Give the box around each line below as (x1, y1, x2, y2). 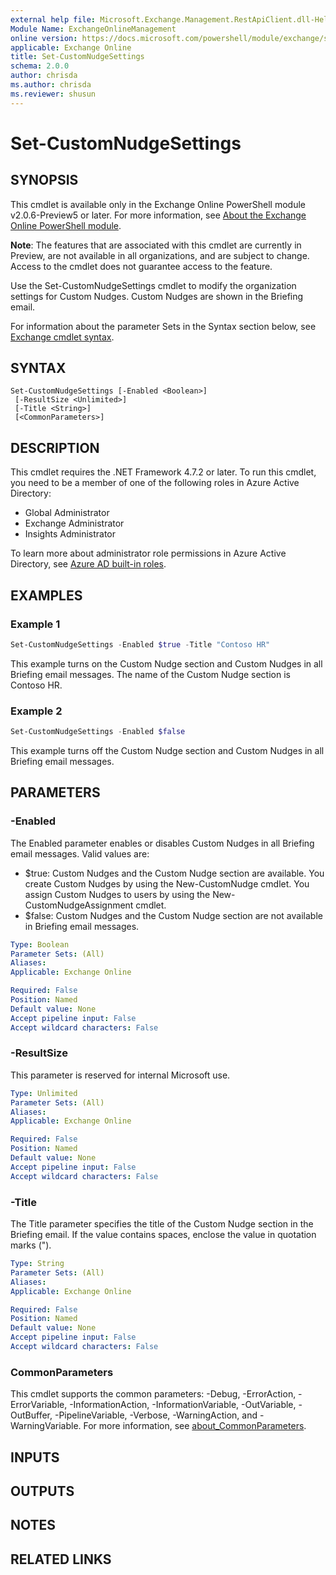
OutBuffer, (10, 1409, 53, 1421)
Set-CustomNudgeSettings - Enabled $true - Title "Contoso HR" (10, 639, 271, 650)
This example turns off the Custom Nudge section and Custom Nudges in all (10, 744, 325, 756)
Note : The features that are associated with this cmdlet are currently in (10, 239, 302, 251)
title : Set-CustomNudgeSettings (10, 52, 145, 62)
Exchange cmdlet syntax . (10, 331, 115, 343)
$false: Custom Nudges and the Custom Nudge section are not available (24, 909, 323, 921)
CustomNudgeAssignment (24, 899, 134, 911)
